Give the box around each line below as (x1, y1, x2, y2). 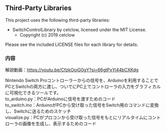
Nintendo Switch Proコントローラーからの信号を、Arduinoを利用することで (5, 78, 159, 84)
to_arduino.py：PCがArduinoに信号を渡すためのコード (5, 96, 116, 102)
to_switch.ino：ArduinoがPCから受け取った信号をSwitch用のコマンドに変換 (5, 102, 159, 108)
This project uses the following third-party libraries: (5, 17, 110, 23)
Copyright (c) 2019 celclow (19, 32, 75, 38)
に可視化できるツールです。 (5, 90, 61, 96)
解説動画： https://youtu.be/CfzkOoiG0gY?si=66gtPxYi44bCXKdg (5, 67, 139, 73)
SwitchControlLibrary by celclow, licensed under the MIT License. (12, 27, 147, 33)
